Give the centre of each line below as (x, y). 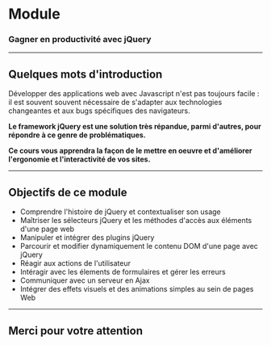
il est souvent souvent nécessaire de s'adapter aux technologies (115, 103)
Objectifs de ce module (68, 192)
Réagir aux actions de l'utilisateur (75, 263)
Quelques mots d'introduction (85, 74)
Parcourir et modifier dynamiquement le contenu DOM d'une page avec (139, 246)
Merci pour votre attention (76, 331)
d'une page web (47, 229)
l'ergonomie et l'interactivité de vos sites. (79, 159)
